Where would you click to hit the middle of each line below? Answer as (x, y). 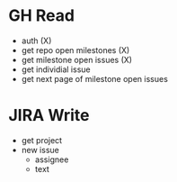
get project (42, 140)
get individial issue (56, 69)
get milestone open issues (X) (76, 59)
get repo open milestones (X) (75, 50)
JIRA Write (49, 116)
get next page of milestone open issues (94, 78)
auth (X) (36, 41)
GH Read (42, 16)
